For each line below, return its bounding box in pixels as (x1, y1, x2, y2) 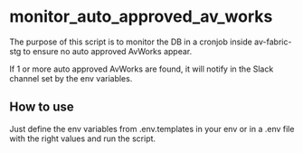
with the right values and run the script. (9, 133, 156, 144)
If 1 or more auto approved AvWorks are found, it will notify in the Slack (9, 63, 274, 74)
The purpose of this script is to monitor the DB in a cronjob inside (9, 36, 253, 47)
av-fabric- (254, 36, 292, 47)
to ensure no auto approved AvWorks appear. (23, 45, 193, 56)
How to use (9, 100, 74, 115)
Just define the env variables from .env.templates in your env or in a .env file (9, 123, 295, 134)
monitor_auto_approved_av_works (9, 6, 273, 27)
